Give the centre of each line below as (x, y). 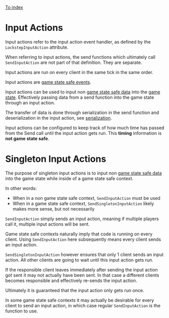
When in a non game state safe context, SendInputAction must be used (87, 198)
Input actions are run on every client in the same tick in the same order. (79, 72)
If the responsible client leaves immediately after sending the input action (81, 270)
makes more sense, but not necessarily (53, 209)
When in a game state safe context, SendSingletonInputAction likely (83, 203)
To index (14, 7)
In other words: (21, 188)
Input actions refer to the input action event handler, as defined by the (78, 42)
